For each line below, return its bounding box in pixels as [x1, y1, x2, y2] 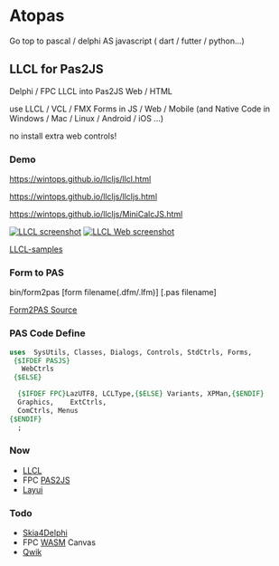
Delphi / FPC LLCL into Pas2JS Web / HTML [9, 85, 173, 96]
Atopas [9, 5, 65, 26]
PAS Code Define [9, 327, 86, 340]
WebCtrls [21, 364, 54, 374]
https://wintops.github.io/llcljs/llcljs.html [9, 191, 158, 202]
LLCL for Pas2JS [9, 62, 104, 77]
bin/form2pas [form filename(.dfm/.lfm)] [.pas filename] [9, 287, 217, 298]
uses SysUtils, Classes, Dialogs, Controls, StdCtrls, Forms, [9, 348, 253, 357]
